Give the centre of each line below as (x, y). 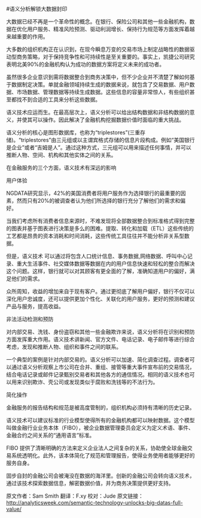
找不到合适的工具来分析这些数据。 (58, 100)
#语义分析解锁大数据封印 (37, 9)
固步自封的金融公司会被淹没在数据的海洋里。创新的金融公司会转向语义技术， (100, 476)
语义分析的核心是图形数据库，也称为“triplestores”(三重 (73, 132)
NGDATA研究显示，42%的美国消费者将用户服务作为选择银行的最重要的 (93, 193)
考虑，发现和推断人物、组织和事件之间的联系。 (64, 347)
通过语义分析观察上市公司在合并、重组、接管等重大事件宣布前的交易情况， (103, 367)
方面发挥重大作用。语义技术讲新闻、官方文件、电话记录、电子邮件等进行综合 (100, 339)
